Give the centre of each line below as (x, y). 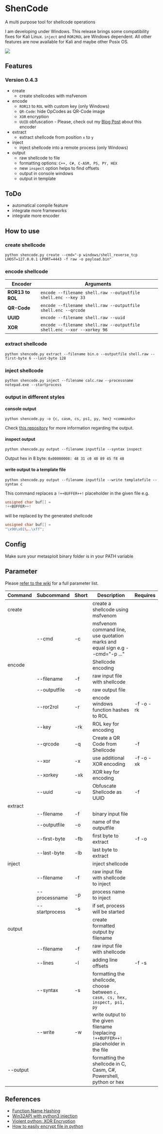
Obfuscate (104, 786)
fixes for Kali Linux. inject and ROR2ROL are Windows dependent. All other (78, 36)
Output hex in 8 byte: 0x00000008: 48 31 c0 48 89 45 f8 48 (65, 458)
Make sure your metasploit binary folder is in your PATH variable (69, 556)
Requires (145, 595)
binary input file (110, 814)
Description (111, 595)
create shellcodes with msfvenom (53, 96)
